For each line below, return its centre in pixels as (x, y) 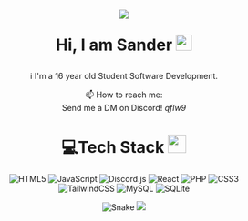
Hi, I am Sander (114, 45)
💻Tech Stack (113, 148)
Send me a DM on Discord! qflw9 (124, 108)
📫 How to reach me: (124, 95)
